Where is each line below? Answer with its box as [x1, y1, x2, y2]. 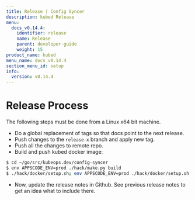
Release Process [6, 99, 89, 112]
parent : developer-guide [16, 42, 77, 47]
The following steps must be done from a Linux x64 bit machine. [6, 118, 161, 126]
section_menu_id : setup [6, 63, 64, 69]
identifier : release [16, 30, 67, 36]
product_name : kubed [6, 52, 57, 58]
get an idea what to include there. [14, 187, 96, 194]
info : [6, 68, 19, 74]
